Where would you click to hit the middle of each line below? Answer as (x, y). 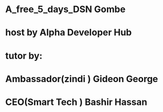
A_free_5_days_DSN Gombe (65, 9)
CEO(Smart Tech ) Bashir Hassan (76, 102)
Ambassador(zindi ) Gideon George (82, 79)
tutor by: (24, 55)
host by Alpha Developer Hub (69, 33)
